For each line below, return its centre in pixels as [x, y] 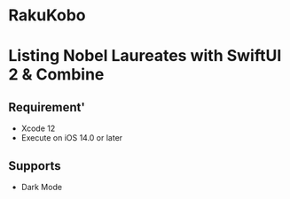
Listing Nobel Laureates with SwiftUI [145, 56]
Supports [35, 166]
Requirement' [47, 107]
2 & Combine [56, 75]
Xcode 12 [38, 128]
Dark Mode [42, 187]
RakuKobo [47, 15]
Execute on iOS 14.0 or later [72, 138]
